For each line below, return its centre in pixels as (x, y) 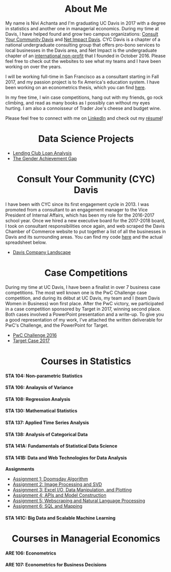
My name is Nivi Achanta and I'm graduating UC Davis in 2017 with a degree (85, 23)
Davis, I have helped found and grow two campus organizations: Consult (82, 34)
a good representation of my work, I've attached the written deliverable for (84, 320)
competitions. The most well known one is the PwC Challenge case (76, 292)
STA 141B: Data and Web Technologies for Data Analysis (66, 458)
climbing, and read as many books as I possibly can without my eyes (78, 102)
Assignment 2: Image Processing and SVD (57, 484)
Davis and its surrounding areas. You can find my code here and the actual (84, 237)
